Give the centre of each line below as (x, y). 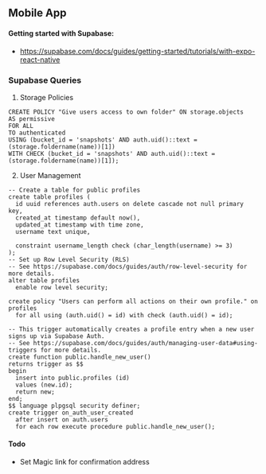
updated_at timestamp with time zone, (80, 225)
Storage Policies (47, 97)
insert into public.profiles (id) (72, 378)
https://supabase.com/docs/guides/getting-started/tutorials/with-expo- (137, 51)
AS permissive (32, 118)
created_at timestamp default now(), (78, 218)
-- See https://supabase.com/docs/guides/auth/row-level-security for (128, 266)
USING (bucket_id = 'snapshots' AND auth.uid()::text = (103, 140)
